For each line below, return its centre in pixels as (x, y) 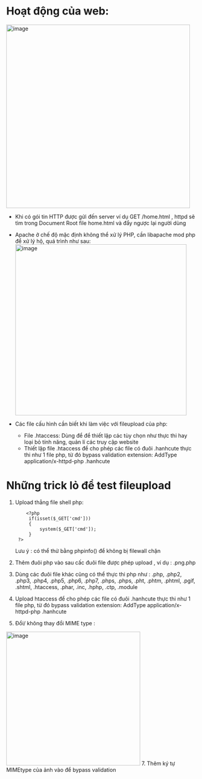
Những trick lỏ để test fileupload (89, 486)
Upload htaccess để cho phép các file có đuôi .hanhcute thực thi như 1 (103, 599)
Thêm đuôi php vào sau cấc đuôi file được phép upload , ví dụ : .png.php (105, 563)
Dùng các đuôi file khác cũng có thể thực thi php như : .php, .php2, (98, 574)
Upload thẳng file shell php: (49, 502)
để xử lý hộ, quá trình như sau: (53, 241)
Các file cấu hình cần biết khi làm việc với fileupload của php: (91, 424)
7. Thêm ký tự (158, 763)
